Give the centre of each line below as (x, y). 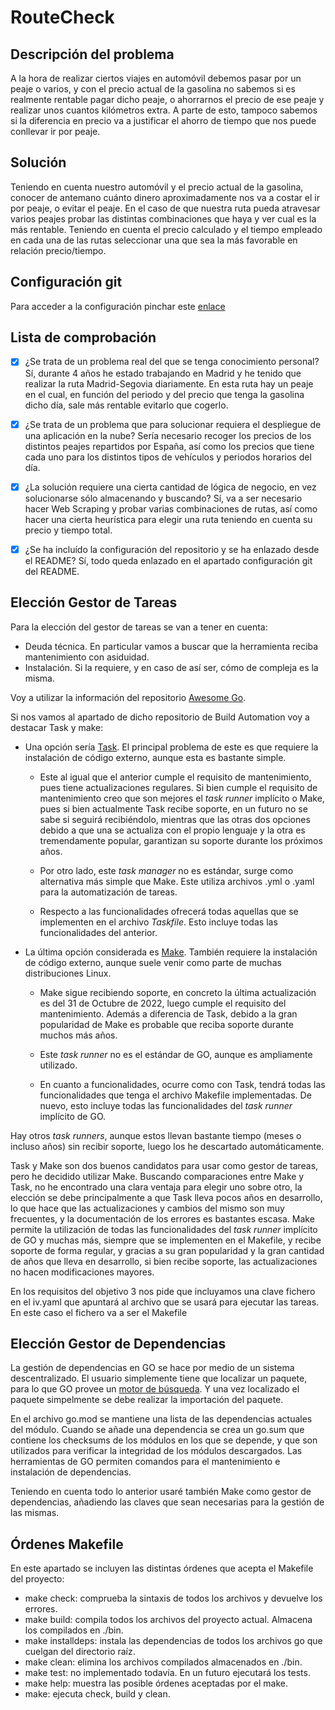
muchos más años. (78, 1035)
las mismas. (35, 1513)
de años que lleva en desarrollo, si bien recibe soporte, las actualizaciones (164, 1261)
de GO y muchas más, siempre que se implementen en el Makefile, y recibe (166, 1240)
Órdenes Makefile (67, 1544)
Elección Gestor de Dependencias (118, 1343)
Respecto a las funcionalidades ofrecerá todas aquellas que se (169, 911)
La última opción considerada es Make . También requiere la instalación (171, 952)
